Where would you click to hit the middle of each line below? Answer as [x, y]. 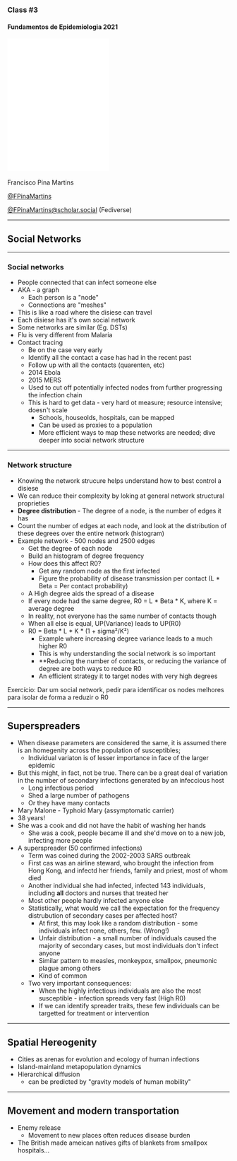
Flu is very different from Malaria [65, 335]
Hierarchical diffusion [49, 1074]
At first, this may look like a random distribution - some [118, 923]
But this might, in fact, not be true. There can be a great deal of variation [122, 773]
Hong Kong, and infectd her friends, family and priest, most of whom [128, 870]
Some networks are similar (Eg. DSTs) [73, 327]
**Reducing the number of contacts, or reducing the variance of [133, 661]
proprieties [33, 503]
